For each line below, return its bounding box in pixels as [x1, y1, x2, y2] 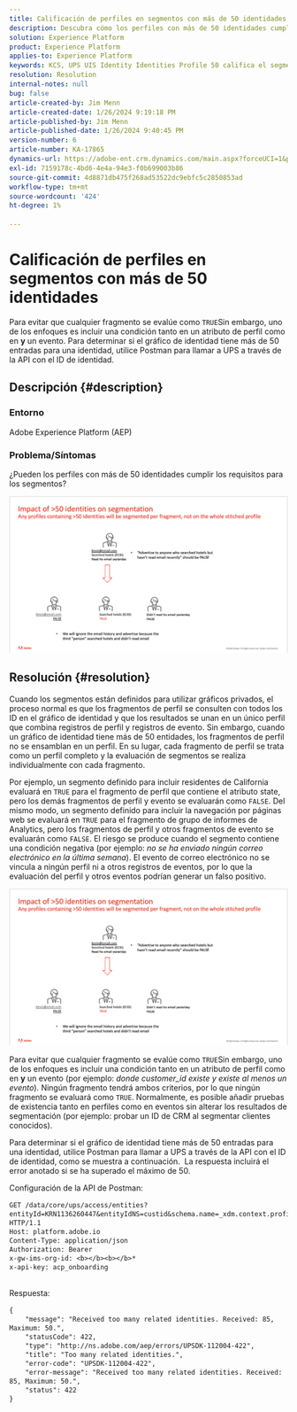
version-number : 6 [9, 136, 77, 145]
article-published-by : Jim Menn [9, 117, 128, 126]
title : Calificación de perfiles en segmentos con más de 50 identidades [9, 14, 287, 23]
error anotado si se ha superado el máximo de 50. [9, 1165, 191, 1175]
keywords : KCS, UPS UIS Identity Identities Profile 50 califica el [9, 61, 267, 70]
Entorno [9, 407, 44, 419]
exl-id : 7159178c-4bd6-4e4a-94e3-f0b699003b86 [9, 164, 184, 173]
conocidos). [9, 1120, 53, 1130]
